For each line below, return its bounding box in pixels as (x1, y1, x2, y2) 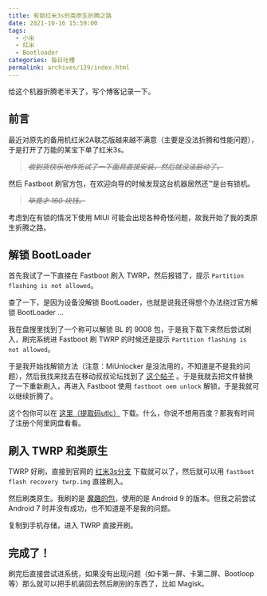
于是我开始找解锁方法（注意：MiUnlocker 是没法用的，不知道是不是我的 (8, 361, 244, 371)
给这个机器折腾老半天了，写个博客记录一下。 (8, 86, 155, 96)
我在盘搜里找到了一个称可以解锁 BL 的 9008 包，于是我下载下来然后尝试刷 (8, 325, 252, 334)
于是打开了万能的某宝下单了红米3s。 (8, 144, 129, 154)
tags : (8, 26, 26, 34)
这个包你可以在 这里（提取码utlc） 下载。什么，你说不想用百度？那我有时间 (8, 409, 255, 418)
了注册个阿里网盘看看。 (8, 418, 85, 428)
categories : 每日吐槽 (8, 57, 76, 65)
